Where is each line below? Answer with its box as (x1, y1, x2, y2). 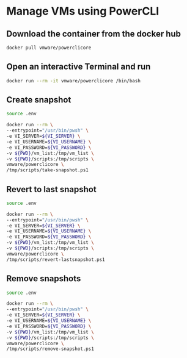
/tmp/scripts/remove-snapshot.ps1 (6, 346, 95, 352)
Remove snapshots (6, 273, 81, 284)
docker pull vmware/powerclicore (6, 45, 92, 51)
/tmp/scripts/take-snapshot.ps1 (6, 167, 89, 173)
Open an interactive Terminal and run (6, 62, 151, 72)
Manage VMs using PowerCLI (6, 4, 159, 18)
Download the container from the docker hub (6, 29, 182, 39)
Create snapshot (6, 95, 71, 105)
